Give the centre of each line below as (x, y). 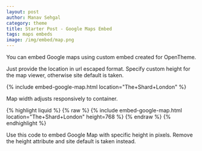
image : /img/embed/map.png (40, 40)
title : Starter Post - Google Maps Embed (59, 29)
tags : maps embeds (29, 34)
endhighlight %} (26, 123)
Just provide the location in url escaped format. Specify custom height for (98, 69)
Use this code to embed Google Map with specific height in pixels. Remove (100, 135)
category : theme (27, 23)
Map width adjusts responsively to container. (62, 98)
